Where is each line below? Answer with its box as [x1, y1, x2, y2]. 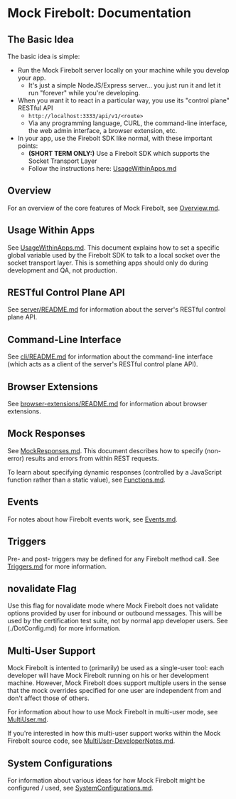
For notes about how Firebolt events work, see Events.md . [7, 514, 178, 524]
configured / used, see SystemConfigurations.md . [7, 783, 154, 792]
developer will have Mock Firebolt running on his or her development [7, 671, 209, 680]
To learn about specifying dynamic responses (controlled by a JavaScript [7, 467, 222, 476]
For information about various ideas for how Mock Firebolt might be [7, 776, 205, 784]
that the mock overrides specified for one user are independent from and [7, 687, 222, 695]
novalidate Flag [7, 582, 77, 595]
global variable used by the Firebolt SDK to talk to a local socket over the [7, 250, 220, 259]
